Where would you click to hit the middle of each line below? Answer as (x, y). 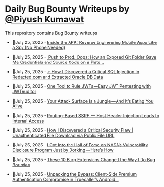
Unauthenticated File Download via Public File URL (63, 135)
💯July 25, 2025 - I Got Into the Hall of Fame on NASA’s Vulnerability (80, 145)
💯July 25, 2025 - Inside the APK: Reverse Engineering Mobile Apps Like (84, 42)
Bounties (21, 165)
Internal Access (28, 121)
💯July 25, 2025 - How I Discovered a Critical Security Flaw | (73, 130)
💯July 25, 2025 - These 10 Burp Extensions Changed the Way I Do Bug (83, 159)
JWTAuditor (24, 91)
